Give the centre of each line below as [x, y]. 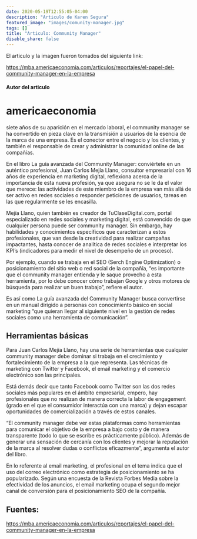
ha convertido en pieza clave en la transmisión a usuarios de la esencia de [96, 133]
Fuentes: [23, 509]
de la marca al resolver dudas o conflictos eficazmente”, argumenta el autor [98, 448]
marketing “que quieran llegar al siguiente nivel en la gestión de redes [91, 311]
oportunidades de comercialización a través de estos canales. [81, 411]
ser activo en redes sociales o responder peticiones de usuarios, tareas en [96, 195]
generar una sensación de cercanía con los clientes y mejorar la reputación [97, 442]
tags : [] [17, 28]
